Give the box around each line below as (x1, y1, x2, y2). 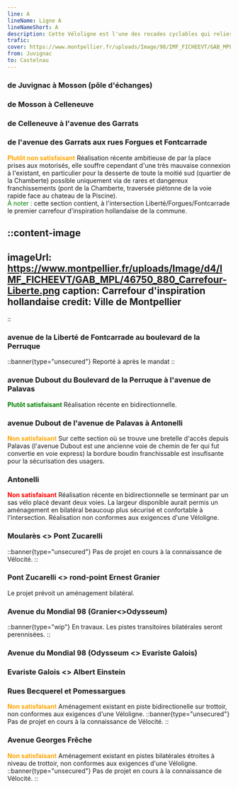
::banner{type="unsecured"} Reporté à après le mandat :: (7, 357, 176, 366)
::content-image (7, 227, 81, 239)
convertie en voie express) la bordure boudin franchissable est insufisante (7, 449, 225, 457)
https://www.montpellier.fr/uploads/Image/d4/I (7, 262, 223, 275)
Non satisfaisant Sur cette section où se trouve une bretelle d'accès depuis (7, 434, 229, 442)
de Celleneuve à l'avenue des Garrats (7, 118, 140, 128)
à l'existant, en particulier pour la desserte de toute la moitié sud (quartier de (7, 169, 232, 177)
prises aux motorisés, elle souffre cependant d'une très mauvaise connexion (7, 161, 231, 169)
